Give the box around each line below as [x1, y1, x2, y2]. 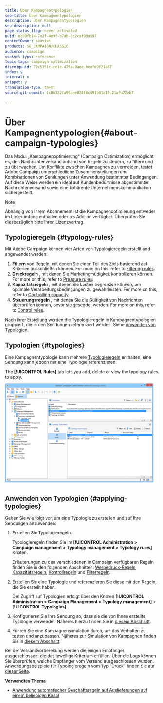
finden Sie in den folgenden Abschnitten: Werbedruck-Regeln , [12, 564, 137, 570]
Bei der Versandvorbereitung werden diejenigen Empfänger [5, 647, 125, 653]
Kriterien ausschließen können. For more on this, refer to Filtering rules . [12, 266, 156, 272]
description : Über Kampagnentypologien [5, 18, 86, 23]
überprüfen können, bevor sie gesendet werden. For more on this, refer [12, 302, 155, 308]
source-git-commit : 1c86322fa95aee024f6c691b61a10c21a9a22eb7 [5, 90, 134, 95]
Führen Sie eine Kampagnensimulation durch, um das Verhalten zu [12, 627, 146, 633]
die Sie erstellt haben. [12, 584, 56, 589]
